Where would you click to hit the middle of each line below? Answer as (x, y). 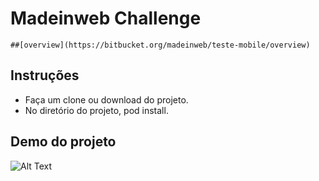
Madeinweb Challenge (106, 18)
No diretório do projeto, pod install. (96, 110)
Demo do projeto (63, 142)
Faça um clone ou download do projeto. (106, 99)
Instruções (45, 75)
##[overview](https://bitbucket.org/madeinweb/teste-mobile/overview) (160, 45)
